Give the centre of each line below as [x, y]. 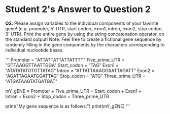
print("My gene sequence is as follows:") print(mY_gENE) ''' [68, 106]
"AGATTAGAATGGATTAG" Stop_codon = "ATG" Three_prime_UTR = [76, 76]
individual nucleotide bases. [35, 50]
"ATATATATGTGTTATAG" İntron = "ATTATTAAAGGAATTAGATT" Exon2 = [80, 70]
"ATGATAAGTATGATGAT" [31, 81]
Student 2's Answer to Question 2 [78, 9]
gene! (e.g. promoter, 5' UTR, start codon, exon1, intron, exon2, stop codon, [84, 28]
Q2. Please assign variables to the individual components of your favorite [82, 23]
